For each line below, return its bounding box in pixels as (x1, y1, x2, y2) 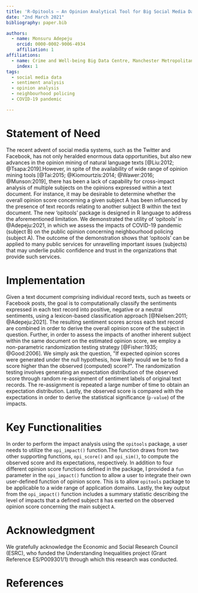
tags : (6, 69, 19, 74)
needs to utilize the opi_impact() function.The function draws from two (6, 447, 179, 454)
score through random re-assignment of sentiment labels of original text (6, 374, 181, 382)
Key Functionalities (6, 421, 102, 434)
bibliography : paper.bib (6, 19, 67, 25)
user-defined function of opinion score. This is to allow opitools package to (6, 478, 190, 485)
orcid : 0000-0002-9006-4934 (16, 41, 85, 47)
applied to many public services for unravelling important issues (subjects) (6, 240, 187, 247)
